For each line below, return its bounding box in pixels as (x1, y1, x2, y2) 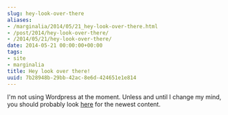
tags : (7, 49, 23, 56)
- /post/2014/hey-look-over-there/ (7, 29, 109, 36)
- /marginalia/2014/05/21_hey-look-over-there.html (7, 23, 158, 30)
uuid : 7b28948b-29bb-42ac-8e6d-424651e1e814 (7, 74, 137, 81)
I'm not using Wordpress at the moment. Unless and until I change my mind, (7, 93, 222, 101)
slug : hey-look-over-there (7, 10, 84, 17)
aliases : (7, 17, 32, 23)
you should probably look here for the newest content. (7, 101, 161, 109)
